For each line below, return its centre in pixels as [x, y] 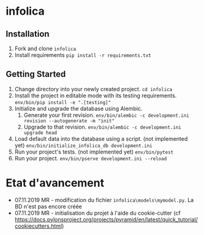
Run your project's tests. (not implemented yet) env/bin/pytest [94, 152]
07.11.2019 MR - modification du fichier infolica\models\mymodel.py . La [104, 200]
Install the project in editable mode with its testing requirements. [96, 95]
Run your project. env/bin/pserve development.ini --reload [91, 158]
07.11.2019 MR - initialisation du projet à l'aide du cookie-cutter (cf [98, 213]
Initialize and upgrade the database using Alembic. [78, 108]
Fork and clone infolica [45, 48]
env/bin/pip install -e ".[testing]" [63, 102]
